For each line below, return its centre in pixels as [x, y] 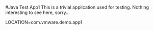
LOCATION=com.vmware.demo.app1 [44, 22]
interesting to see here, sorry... [37, 12]
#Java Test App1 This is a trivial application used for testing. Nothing [77, 7]
